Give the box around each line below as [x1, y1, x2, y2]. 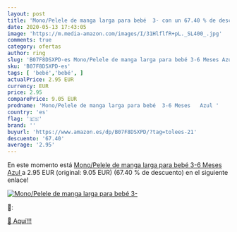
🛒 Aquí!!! [7, 216, 32, 226]
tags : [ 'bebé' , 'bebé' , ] [7, 69, 83, 76]
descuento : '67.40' [7, 135, 65, 142]
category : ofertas [7, 43, 61, 50]
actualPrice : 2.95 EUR [7, 75, 74, 83]
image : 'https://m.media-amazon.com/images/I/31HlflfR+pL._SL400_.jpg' [7, 30, 222, 37]
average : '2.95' [7, 142, 55, 149]
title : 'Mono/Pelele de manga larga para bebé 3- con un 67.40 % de [7, 17, 217, 24]
